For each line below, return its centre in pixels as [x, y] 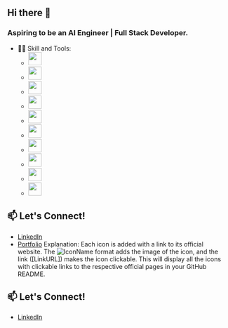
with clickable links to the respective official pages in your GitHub [112, 266]
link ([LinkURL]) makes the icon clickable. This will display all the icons [119, 259]
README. [31, 274]
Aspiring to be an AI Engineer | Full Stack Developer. [98, 33]
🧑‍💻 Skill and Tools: [44, 48]
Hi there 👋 [29, 13]
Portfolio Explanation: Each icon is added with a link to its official [110, 244]
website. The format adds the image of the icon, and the [118, 251]
